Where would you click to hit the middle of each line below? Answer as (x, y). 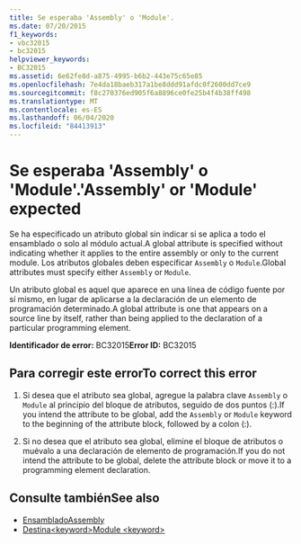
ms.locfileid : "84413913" (58, 127)
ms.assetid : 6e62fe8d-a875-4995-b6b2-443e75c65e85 (106, 76)
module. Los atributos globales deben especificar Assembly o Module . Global (148, 263)
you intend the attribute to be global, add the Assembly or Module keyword (157, 414)
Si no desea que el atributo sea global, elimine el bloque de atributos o (153, 441)
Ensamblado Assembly (63, 520)
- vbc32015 (30, 43)
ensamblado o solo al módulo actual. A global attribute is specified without (146, 243)
